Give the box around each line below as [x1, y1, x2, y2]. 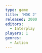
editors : [5, 21, 24, 27]
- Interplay [10, 26, 35, 31]
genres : [5, 36, 22, 41]
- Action [10, 40, 28, 45]
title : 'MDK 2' [5, 12, 37, 17]
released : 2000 [5, 17, 37, 22]
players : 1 [5, 31, 28, 36]
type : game [5, 7, 28, 13]
